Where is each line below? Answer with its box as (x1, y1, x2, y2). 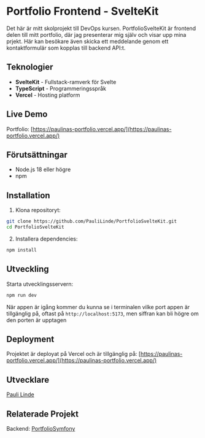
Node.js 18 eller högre (15, 166, 71, 173)
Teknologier (6, 62, 53, 72)
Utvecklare (6, 374, 50, 385)
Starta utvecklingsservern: (6, 280, 74, 288)
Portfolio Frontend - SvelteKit (6, 4, 159, 18)
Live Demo (6, 109, 48, 120)
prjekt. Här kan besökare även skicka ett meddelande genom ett (6, 37, 169, 45)
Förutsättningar (6, 149, 68, 160)
